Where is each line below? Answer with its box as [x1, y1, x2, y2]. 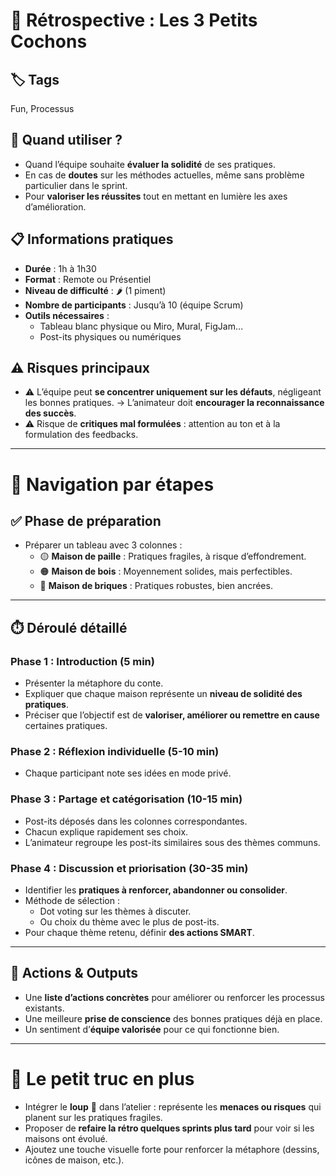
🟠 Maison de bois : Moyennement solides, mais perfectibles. [39, 565, 293, 578]
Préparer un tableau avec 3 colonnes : [24, 539, 183, 551]
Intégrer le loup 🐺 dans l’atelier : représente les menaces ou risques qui [24, 1100, 322, 1113]
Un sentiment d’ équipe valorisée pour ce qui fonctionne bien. [24, 1023, 280, 1035]
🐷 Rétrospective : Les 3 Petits [10, 9, 258, 32]
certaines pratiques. [24, 720, 108, 732]
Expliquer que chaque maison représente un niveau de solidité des [24, 688, 303, 700]
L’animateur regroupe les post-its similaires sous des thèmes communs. [24, 836, 321, 848]
